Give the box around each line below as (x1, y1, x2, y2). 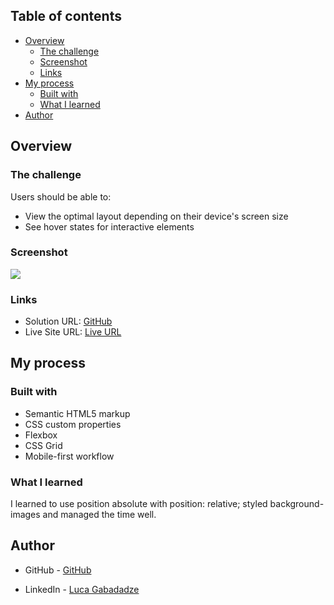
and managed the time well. (42, 509, 157, 521)
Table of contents (10, 8, 122, 25)
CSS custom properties (24, 418, 122, 430)
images (10, 509, 41, 521)
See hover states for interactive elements (24, 220, 195, 233)
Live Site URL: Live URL (24, 326, 122, 338)
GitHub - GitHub (24, 564, 92, 576)
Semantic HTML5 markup (24, 407, 131, 419)
